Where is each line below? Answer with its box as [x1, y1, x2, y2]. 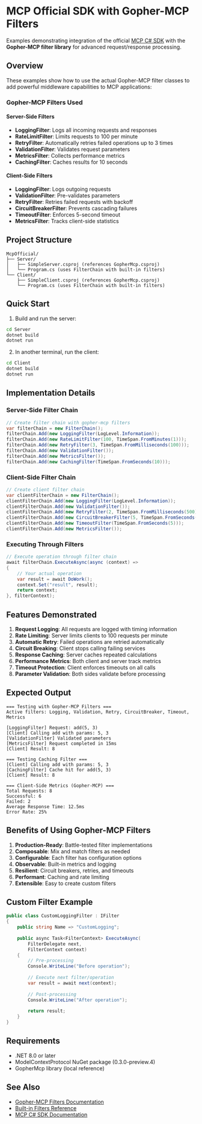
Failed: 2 [6, 798, 31, 804]
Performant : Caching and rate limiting [14, 873, 109, 880]
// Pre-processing [28, 958, 74, 964]
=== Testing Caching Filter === [6, 756, 87, 762]
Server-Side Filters [6, 113, 55, 120]
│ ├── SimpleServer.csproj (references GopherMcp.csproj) [6, 261, 161, 267]
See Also [6, 1082, 40, 1093]
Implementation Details [6, 388, 96, 398]
